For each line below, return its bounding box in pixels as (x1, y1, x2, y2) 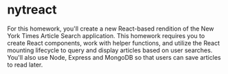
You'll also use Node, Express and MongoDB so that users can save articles (7, 53, 221, 61)
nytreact (7, 2, 57, 18)
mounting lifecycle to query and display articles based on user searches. (7, 46, 213, 54)
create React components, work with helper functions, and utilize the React (7, 39, 220, 47)
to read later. (7, 60, 43, 69)
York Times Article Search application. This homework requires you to (7, 31, 205, 39)
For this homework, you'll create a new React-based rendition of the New (7, 24, 214, 33)
